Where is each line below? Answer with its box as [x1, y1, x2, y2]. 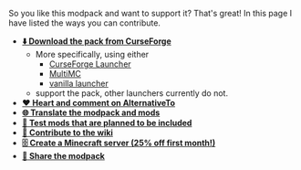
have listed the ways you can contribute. [8, 17, 161, 28]
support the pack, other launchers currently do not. [35, 88, 229, 99]
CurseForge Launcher [48, 58, 131, 69]
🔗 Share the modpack [21, 151, 106, 161]
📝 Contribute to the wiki [21, 127, 113, 138]
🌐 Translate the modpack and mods [21, 107, 161, 118]
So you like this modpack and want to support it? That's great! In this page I [8, 8, 293, 18]
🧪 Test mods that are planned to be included [21, 118, 192, 128]
